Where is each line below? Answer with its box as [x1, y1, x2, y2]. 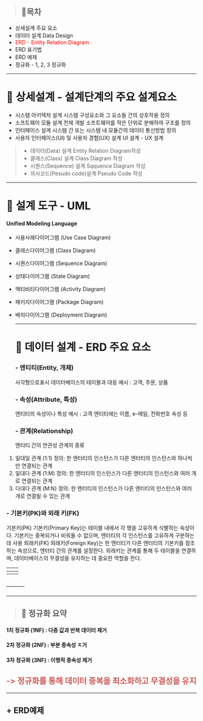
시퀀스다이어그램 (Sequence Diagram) [14, 260, 108, 267]
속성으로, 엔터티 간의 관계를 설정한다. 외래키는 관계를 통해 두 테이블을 [17, 546, 180, 554]
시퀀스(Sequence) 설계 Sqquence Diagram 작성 [30, 162, 146, 169]
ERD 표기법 [14, 45, 42, 53]
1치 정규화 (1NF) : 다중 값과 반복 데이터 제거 [6, 626, 107, 634]
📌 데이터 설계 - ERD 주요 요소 [14, 340, 151, 354]
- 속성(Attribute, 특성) [14, 395, 77, 403]
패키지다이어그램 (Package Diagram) [14, 298, 104, 306]
